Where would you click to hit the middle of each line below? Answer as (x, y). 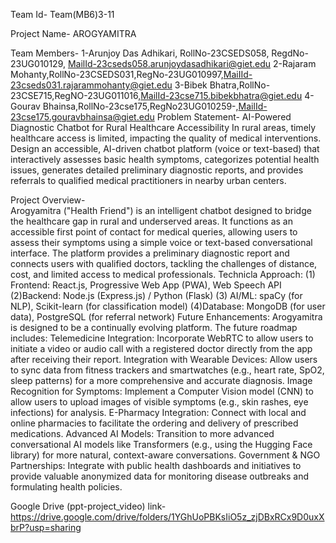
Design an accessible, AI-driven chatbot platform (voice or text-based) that (165, 148)
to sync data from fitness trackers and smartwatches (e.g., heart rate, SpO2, (167, 370)
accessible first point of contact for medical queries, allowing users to (154, 232)
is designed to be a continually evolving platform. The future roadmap (154, 327)
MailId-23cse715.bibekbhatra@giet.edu (221, 95)
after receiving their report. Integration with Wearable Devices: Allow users (164, 359)
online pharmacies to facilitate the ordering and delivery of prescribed (154, 423)
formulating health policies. (66, 487)
